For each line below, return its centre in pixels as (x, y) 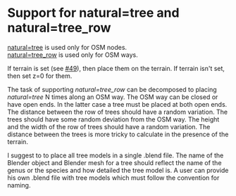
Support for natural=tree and (93, 13)
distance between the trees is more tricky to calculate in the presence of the (118, 134)
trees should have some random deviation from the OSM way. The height (113, 119)
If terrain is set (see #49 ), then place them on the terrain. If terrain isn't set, (116, 68)
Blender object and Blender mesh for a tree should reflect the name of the (114, 162)
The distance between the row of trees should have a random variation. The (117, 112)
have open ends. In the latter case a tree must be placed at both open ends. (117, 104)
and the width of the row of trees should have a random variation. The (109, 126)
